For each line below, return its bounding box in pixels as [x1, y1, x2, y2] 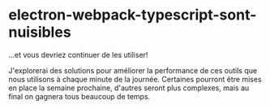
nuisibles [8, 23, 71, 41]
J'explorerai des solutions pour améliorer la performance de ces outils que [8, 65, 258, 75]
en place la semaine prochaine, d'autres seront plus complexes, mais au [8, 83, 250, 93]
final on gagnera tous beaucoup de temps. [8, 91, 151, 101]
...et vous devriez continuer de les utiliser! [8, 50, 148, 59]
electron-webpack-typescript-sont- [8, 6, 257, 24]
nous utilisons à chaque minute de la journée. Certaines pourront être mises [8, 74, 262, 84]
